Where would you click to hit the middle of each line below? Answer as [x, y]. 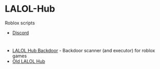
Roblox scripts [20, 23]
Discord [21, 32]
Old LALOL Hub [29, 61]
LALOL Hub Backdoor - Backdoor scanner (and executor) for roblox [84, 51]
